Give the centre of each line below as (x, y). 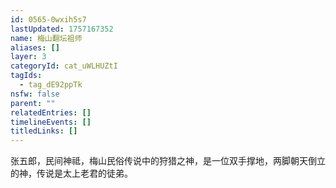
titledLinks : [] (44, 131)
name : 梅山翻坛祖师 (46, 38)
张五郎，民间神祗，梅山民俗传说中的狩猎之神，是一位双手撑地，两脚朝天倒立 (168, 161)
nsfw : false (35, 94)
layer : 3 (28, 57)
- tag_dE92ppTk (51, 85)
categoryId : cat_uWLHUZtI (64, 66)
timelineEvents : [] (51, 122)
